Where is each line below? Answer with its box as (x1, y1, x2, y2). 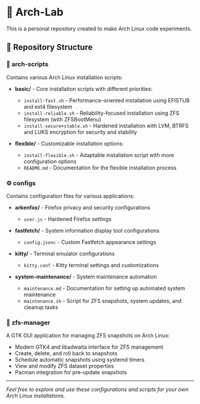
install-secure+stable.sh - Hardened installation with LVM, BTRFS (23, 122, 189, 129)
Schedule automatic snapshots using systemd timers (14, 356, 145, 364)
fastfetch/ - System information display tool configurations (14, 227, 160, 234)
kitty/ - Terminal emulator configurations (14, 250, 115, 257)
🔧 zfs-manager (6, 318, 51, 327)
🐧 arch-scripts (6, 60, 49, 68)
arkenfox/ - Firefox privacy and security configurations (14, 203, 151, 211)
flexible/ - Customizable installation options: (14, 140, 124, 147)
